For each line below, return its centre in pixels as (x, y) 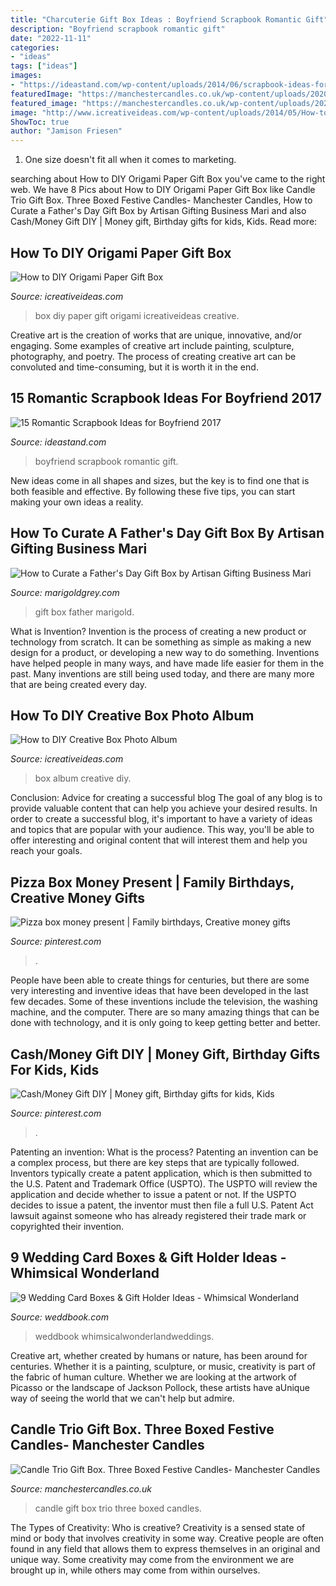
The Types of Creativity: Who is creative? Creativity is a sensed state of (158, 1527)
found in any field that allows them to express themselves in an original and (165, 1548)
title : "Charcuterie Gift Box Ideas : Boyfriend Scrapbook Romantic (156, 19)
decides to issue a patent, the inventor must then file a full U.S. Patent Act (162, 1205)
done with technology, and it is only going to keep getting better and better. (165, 1023)
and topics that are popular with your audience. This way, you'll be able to (162, 830)
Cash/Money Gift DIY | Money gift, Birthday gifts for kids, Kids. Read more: (164, 222)
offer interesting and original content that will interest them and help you (159, 840)
